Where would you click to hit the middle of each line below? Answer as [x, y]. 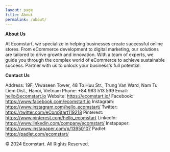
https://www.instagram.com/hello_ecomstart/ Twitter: [62, 107]
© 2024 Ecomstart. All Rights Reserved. [47, 144]
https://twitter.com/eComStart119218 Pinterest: [54, 112]
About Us [16, 34]
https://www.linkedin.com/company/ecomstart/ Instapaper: [68, 123]
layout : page [19, 10]
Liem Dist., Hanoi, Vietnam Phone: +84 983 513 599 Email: [67, 91]
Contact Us [17, 75]
